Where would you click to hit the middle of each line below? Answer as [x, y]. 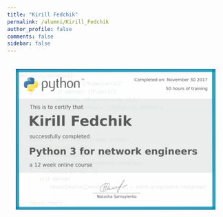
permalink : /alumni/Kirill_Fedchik [58, 22]
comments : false [30, 37]
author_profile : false [40, 29]
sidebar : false [29, 44]
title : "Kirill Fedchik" [43, 14]
